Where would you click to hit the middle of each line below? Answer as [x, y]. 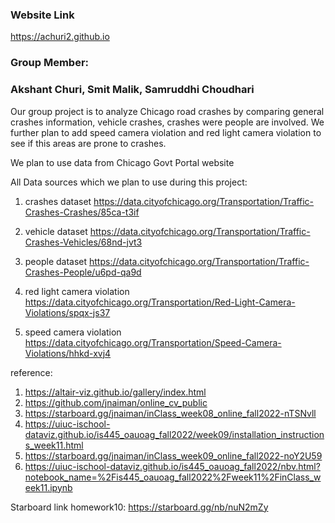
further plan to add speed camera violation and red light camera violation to [166, 132]
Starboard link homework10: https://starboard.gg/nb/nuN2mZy [139, 507]
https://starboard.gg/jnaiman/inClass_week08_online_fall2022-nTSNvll [170, 413]
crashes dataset [58, 201]
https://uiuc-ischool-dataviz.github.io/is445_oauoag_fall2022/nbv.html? [172, 466]
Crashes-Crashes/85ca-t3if [82, 212]
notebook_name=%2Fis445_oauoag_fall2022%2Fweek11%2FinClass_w [173, 477]
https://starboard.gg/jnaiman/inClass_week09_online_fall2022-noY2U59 [173, 455]
